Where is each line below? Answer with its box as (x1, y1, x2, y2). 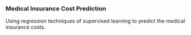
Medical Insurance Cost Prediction (5, 5, 106, 13)
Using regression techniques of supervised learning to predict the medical (5, 18, 186, 25)
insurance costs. (5, 24, 46, 30)
